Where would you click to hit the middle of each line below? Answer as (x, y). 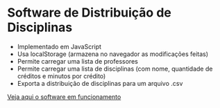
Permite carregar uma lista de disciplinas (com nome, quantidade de (115, 69)
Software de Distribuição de (89, 13)
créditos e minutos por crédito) (61, 76)
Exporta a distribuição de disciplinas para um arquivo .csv (100, 83)
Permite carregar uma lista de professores (78, 61)
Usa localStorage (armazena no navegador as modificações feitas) (113, 54)
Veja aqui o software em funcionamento (64, 97)
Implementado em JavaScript (59, 46)
